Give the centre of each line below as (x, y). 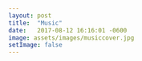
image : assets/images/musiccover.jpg (71, 38)
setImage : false (35, 45)
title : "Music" (35, 23)
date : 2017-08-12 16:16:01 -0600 (68, 30)
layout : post (30, 15)
